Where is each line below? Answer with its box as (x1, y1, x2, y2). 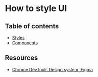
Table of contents (5, 22, 59, 30)
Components (12, 40, 38, 46)
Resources (5, 54, 38, 62)
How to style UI (5, 3, 67, 14)
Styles (12, 35, 25, 40)
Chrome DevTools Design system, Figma (12, 66, 93, 72)
